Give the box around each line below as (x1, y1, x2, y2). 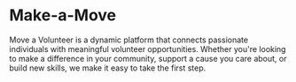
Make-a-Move (9, 5, 117, 26)
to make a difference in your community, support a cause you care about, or (9, 53, 287, 63)
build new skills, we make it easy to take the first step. (9, 63, 206, 73)
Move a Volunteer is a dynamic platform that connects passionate (9, 34, 249, 45)
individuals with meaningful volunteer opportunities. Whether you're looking (9, 43, 286, 54)
